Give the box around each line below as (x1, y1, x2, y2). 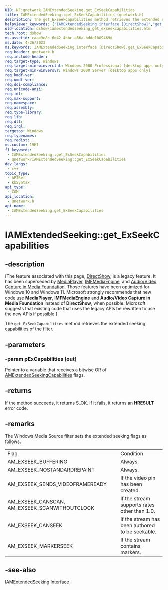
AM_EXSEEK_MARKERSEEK (7, 542, 73, 549)
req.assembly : (5, 105, 35, 110)
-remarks (5, 420, 35, 428)
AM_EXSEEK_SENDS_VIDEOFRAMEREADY (7, 480, 107, 487)
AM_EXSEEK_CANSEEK (7, 522, 63, 529)
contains (120, 542, 141, 549)
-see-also (5, 565, 36, 574)
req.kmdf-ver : (5, 73, 35, 78)
